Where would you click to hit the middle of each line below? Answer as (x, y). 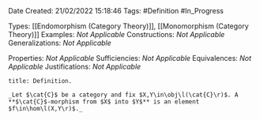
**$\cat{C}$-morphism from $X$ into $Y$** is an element (104, 102)
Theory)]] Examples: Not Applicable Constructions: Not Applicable (117, 34)
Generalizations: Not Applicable (60, 43)
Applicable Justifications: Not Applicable (75, 66)
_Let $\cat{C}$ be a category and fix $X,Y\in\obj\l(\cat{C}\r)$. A (123, 95)
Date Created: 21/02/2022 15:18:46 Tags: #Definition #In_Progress (116, 11)
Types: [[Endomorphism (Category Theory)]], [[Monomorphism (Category (128, 26)
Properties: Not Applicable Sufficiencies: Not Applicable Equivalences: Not (130, 58)
